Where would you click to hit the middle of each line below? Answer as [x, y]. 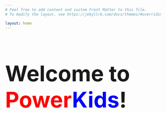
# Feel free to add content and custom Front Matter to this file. [76, 10]
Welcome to [67, 74]
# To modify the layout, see [35, 14]
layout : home [19, 23]
